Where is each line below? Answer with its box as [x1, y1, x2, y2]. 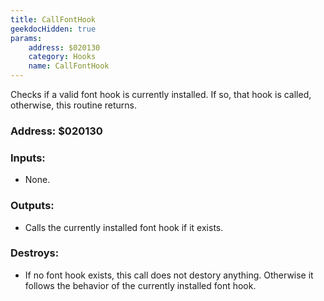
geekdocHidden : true [10, 24, 97, 34]
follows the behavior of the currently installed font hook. [24, 279, 257, 291]
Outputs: [10, 199, 55, 213]
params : [10, 33, 43, 43]
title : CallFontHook [10, 14, 97, 25]
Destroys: [10, 246, 60, 260]
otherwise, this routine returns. [10, 99, 138, 111]
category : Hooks [28, 52, 97, 62]
